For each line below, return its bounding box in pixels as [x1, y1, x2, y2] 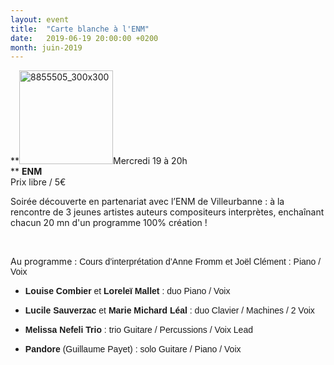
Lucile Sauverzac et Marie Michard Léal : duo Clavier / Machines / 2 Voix [24, 305, 315, 316]
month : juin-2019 [10, 42, 83, 53]
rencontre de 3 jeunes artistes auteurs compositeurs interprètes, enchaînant [10, 206, 325, 218]
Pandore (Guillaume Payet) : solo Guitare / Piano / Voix [24, 344, 242, 355]
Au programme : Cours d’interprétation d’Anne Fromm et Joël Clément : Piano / [10, 256, 322, 268]
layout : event [10, 14, 70, 25]
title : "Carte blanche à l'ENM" [10, 24, 150, 34]
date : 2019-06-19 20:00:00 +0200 [10, 33, 159, 43]
